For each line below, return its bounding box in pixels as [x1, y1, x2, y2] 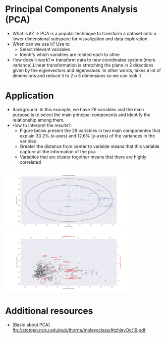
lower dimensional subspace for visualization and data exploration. [12, 36, 149, 42]
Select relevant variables [19, 46, 70, 52]
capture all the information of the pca [19, 148, 96, 154]
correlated [19, 159, 41, 165]
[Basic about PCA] [12, 322, 50, 328]
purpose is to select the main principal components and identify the [12, 112, 151, 118]
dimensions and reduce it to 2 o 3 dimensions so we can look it [12, 72, 141, 78]
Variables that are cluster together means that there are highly [19, 154, 147, 160]
